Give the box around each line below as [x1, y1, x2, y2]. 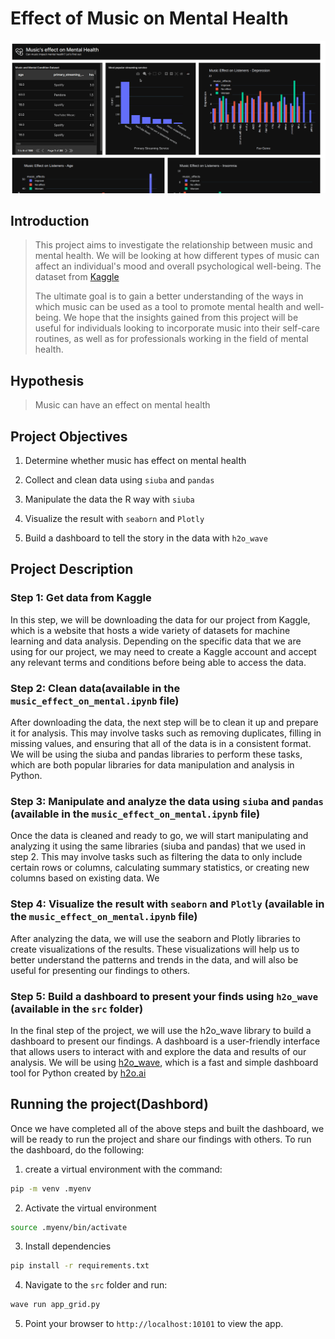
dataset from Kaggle [34, 271, 120, 283]
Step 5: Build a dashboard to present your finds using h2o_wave [10, 989, 319, 1003]
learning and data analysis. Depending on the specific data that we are [10, 635, 302, 647]
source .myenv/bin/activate [10, 1222, 128, 1232]
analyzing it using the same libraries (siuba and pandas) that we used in [10, 840, 306, 852]
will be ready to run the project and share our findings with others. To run [10, 1133, 312, 1145]
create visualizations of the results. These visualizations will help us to [10, 943, 300, 955]
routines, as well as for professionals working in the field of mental [34, 333, 309, 345]
